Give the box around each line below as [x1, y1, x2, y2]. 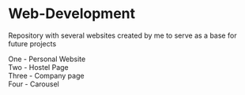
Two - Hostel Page [8, 62, 69, 71]
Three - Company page [8, 71, 85, 80]
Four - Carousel [8, 79, 59, 89]
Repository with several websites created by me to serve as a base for [8, 31, 237, 40]
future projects [8, 38, 57, 48]
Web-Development [8, 5, 136, 23]
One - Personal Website [8, 54, 86, 64]
